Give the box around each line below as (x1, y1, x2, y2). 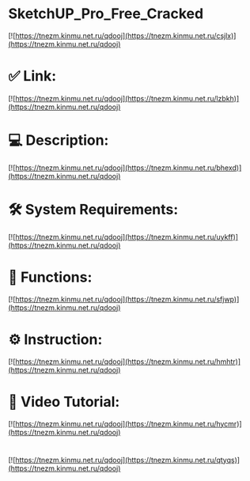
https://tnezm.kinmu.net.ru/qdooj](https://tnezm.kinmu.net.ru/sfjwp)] (15, 294, 240, 304)
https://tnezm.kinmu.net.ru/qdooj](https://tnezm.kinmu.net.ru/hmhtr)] (15, 357, 241, 366)
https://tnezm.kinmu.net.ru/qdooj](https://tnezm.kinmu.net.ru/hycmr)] (15, 419, 243, 428)
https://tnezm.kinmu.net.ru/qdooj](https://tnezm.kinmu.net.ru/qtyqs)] (15, 455, 240, 464)
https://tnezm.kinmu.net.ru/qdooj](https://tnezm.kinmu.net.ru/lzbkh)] (15, 93, 240, 103)
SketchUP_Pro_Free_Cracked (8, 5, 204, 23)
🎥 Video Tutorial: (8, 392, 120, 411)
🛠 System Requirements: (8, 201, 179, 218)
